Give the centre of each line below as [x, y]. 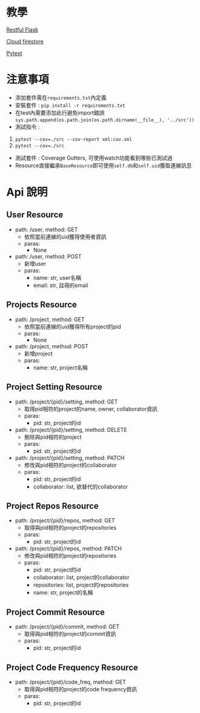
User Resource [35, 215]
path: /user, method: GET [46, 229]
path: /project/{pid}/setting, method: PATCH [70, 458]
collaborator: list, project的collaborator [81, 578]
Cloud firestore [25, 41]
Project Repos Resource [52, 506]
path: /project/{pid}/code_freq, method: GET [70, 682]
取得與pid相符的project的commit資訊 [70, 634]
